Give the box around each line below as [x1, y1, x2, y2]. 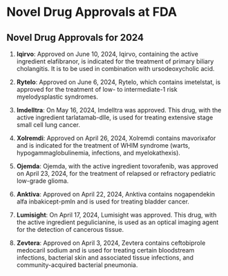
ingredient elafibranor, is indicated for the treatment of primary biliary [16, 57, 214, 66]
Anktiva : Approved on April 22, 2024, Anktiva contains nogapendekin [16, 190, 216, 198]
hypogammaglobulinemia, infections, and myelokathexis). [16, 149, 181, 157]
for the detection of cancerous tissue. [16, 226, 124, 233]
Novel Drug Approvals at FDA [6, 4, 178, 20]
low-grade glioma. [16, 177, 69, 185]
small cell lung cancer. [16, 121, 81, 128]
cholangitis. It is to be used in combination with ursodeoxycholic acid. [16, 65, 215, 72]
